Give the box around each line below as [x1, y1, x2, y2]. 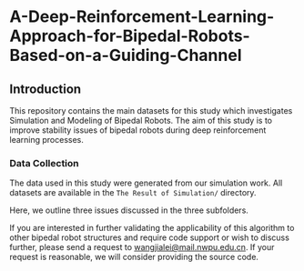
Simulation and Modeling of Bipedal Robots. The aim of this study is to [9, 115, 273, 125]
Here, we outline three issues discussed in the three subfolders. [9, 205, 248, 216]
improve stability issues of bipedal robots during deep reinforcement [9, 125, 267, 135]
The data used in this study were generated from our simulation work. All [9, 177, 283, 188]
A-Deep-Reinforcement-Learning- [9, 6, 275, 27]
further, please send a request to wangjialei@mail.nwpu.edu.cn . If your [9, 242, 275, 253]
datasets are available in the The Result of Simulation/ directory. [9, 187, 257, 198]
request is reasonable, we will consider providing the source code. [9, 252, 259, 263]
